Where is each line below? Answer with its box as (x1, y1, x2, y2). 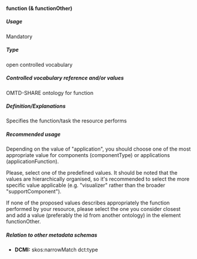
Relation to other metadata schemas (6, 231, 98, 238)
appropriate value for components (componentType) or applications (6, 152, 170, 159)
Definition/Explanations (6, 103, 66, 110)
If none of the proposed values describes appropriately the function (6, 199, 170, 206)
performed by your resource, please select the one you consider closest (6, 206, 181, 213)
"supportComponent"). (6, 188, 62, 195)
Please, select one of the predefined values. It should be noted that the (6, 169, 178, 176)
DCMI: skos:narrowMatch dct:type (14, 246, 98, 253)
